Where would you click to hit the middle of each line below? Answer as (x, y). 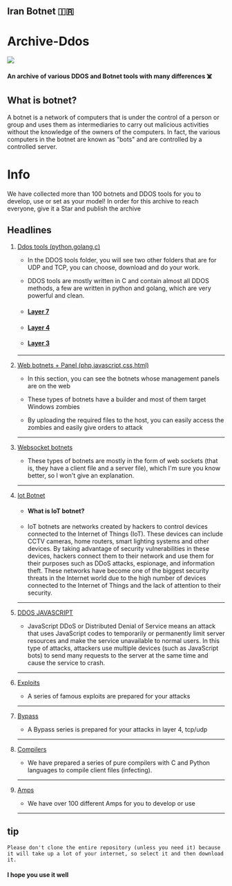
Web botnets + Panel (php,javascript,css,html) (83, 365)
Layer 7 (38, 311)
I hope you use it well (38, 875)
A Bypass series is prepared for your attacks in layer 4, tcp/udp (117, 730)
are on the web (49, 386)
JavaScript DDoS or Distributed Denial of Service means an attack (122, 626)
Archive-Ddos (48, 41)
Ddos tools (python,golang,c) (59, 247)
